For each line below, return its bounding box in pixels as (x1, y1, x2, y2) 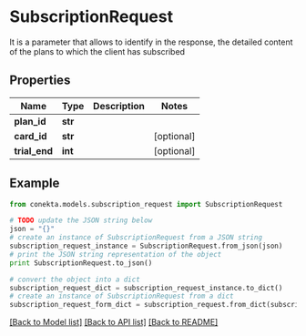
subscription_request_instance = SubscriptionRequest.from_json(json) (9, 241, 283, 251)
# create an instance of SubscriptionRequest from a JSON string (9, 233, 262, 242)
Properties (9, 73, 71, 88)
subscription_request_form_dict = (9, 300, 141, 310)
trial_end (14, 144, 53, 157)
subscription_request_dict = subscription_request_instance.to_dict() (9, 283, 283, 292)
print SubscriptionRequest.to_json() (9, 258, 153, 268)
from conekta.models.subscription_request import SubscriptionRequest (9, 199, 283, 209)
